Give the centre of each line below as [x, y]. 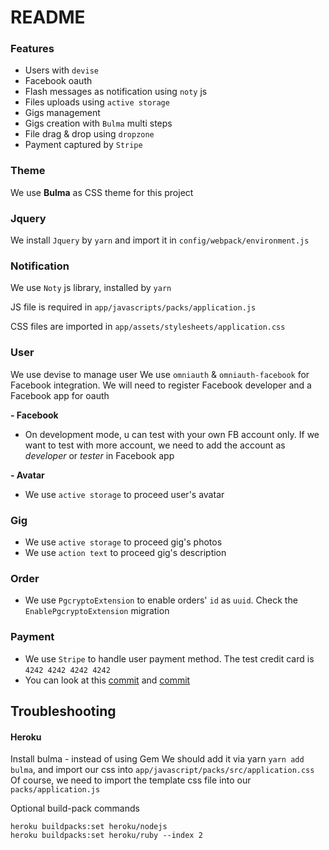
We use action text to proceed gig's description [125, 552]
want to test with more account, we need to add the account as [155, 445]
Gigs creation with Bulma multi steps [98, 123]
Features [32, 49]
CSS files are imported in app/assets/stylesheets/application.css [148, 327]
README [48, 17]
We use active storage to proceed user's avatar [124, 494]
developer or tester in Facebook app [99, 455]
